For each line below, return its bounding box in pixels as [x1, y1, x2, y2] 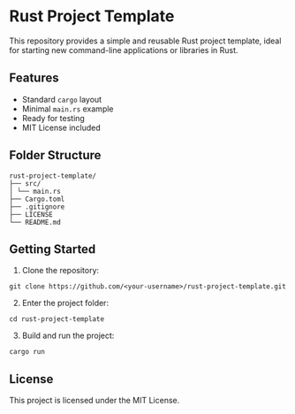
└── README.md [9, 218, 62, 226]
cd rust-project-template [9, 315, 104, 324]
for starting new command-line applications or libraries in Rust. [9, 44, 238, 55]
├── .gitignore [9, 202, 65, 211]
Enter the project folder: [21, 298, 109, 309]
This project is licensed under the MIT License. [9, 395, 180, 406]
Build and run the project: [21, 330, 115, 341]
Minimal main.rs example [21, 103, 114, 114]
